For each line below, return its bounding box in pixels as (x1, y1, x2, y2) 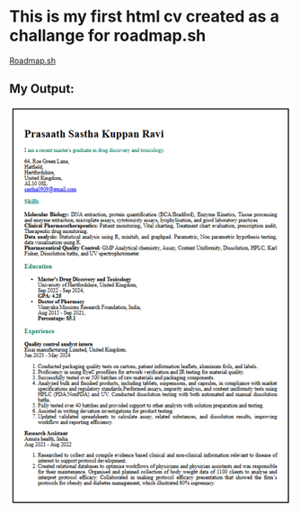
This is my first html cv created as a (9, 6, 280, 27)
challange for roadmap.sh (9, 25, 207, 46)
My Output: (9, 81, 75, 96)
